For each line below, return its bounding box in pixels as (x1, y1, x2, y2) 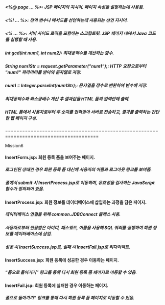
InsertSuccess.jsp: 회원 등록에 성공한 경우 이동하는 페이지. (5, 257, 119, 263)
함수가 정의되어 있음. (5, 186, 45, 192)
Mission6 (5, 142, 24, 148)
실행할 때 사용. (10, 37, 38, 43)
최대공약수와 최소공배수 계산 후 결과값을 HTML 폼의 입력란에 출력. (5, 95, 130, 102)
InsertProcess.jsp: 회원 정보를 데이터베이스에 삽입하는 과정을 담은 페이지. (5, 199, 147, 205)
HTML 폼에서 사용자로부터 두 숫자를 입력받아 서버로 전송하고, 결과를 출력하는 (5, 109, 151, 115)
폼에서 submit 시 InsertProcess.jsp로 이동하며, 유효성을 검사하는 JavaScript (5, 180, 155, 186)
